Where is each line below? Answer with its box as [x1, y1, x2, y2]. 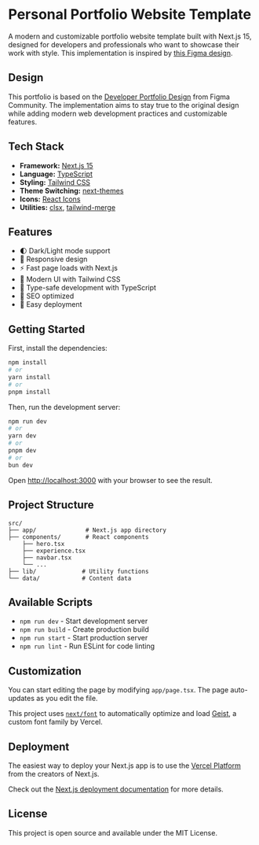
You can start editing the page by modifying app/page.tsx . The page [8, 685, 229, 695]
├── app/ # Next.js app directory [8, 526, 167, 534]
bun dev [8, 461, 34, 469]
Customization [8, 664, 82, 677]
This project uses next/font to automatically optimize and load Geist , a [8, 709, 237, 718]
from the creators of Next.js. [8, 769, 100, 778]
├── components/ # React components [8, 533, 149, 541]
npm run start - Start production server [19, 633, 148, 643]
